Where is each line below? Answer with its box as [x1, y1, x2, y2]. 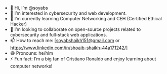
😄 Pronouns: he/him [10, 50, 53, 56]
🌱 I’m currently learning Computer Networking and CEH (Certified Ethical [10, 16, 162, 21]
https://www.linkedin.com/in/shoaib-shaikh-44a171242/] [10, 45, 128, 51]
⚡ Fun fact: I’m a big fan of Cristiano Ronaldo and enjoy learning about [10, 56, 156, 62]
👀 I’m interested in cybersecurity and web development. [10, 10, 127, 16]
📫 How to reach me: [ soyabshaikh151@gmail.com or [10, 38, 120, 43]
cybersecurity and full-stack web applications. [10, 32, 107, 38]
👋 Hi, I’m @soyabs [10, 5, 48, 11]
